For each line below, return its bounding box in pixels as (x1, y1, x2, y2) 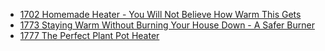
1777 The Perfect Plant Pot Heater (19, 30, 160, 41)
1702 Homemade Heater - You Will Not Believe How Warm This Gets (19, 9, 302, 20)
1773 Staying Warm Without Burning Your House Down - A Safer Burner (19, 19, 315, 31)
